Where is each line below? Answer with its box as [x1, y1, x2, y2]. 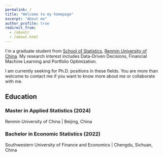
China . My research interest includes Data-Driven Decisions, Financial [5, 53, 147, 59]
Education [5, 93, 37, 101]
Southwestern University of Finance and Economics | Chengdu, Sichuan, [5, 142, 153, 148]
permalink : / [5, 7, 32, 12]
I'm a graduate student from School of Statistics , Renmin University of [5, 48, 147, 54]
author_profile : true [5, 21, 50, 26]
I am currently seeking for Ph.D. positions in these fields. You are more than [5, 68, 159, 74]
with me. [5, 78, 23, 84]
